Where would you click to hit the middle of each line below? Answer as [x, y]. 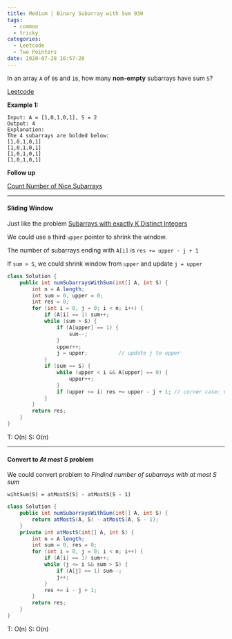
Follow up [21, 173]
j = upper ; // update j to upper [118, 353]
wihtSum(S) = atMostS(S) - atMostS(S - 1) [69, 495]
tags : [15, 20]
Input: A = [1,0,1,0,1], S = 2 [52, 117]
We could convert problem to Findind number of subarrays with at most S [112, 475]
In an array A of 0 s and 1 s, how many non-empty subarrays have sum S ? [110, 78]
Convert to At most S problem [51, 459]
